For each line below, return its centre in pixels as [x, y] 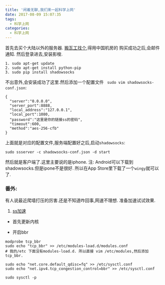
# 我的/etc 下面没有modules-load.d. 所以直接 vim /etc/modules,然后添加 [77, 252]
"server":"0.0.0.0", [31, 101]
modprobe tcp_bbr [23, 242]
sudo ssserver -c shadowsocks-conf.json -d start [58, 152]
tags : [11, 19]
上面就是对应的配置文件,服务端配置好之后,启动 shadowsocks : [65, 142]
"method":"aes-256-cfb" [34, 128]
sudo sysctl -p [21, 278]
